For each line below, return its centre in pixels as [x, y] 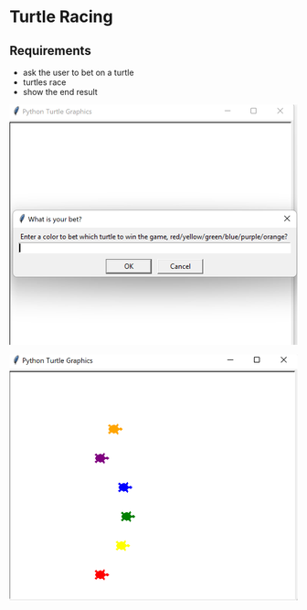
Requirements [50, 51]
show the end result [60, 92]
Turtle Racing [61, 17]
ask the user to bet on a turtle [78, 72]
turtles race [44, 82]
